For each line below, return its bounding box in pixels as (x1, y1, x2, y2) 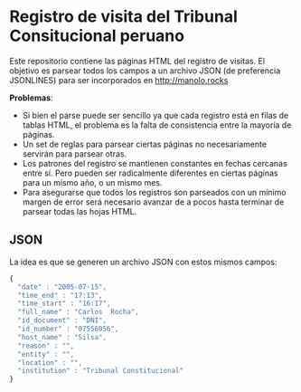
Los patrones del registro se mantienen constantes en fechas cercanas (22, 158, 287, 168)
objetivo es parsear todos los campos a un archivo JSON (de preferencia (9, 65, 281, 76)
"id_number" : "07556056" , (17, 324, 119, 333)
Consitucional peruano (9, 25, 185, 46)
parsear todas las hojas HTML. (22, 206, 137, 216)
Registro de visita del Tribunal (9, 6, 238, 27)
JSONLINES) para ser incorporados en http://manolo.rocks (9, 74, 229, 85)
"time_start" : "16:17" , (17, 299, 111, 309)
